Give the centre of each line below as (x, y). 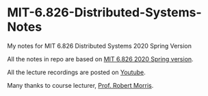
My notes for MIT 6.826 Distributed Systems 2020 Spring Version (99, 46)
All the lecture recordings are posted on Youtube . (76, 72)
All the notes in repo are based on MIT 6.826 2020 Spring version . (100, 59)
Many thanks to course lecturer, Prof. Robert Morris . (80, 85)
